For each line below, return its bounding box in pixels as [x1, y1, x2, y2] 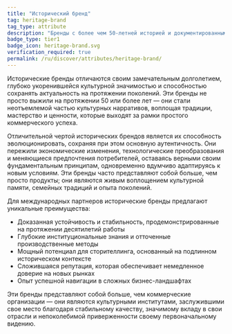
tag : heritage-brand [7, 17, 67, 24]
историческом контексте [17, 254, 92, 263]
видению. [7, 319, 36, 328]
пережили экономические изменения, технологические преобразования [7, 146, 224, 155]
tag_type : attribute [7, 23, 67, 30]
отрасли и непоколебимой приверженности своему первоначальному [7, 312, 217, 320]
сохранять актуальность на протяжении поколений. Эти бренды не [7, 89, 207, 97]
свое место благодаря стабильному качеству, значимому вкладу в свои [7, 304, 222, 313]
